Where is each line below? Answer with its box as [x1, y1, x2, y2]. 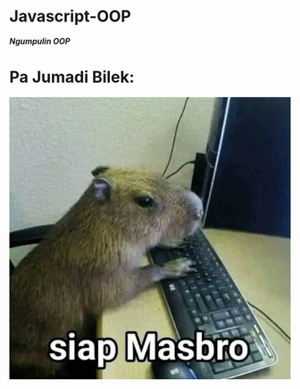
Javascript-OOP [9, 6, 132, 27]
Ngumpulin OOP [9, 36, 71, 46]
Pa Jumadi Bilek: [9, 67, 136, 87]
